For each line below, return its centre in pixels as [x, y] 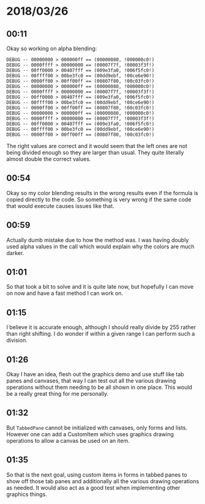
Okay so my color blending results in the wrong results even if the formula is [102, 193]
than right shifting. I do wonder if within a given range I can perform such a [101, 334]
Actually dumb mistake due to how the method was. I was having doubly [98, 240]
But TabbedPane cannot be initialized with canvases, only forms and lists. [97, 428]
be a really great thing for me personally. [58, 394]
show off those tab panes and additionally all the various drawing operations [103, 481]
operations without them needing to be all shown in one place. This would [99, 387]
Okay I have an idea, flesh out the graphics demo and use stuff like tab [95, 374]
